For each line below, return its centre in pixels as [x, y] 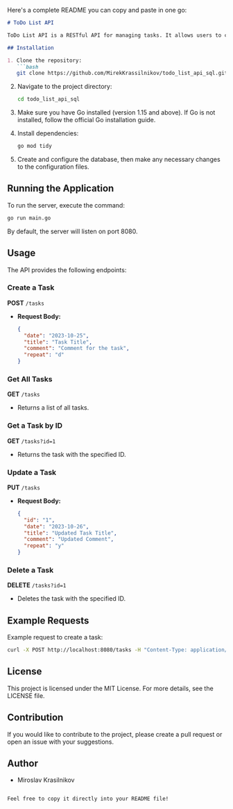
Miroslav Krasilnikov [46, 780]
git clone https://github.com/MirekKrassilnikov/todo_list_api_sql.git [122, 73]
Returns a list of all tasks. [53, 408]
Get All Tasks [30, 379]
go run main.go [29, 218]
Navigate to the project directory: [64, 87]
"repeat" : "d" [44, 355]
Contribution [35, 718]
